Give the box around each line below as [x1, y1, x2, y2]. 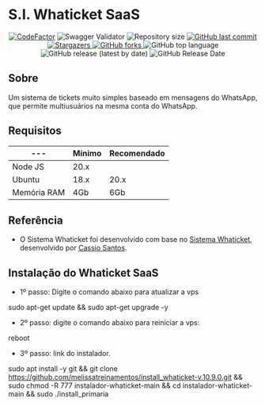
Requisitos [8, 124, 62, 138]
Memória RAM [12, 186, 66, 197]
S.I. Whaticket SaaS [8, 6, 141, 24]
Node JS [12, 161, 45, 172]
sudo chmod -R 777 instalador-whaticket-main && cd [8, 381, 181, 390]
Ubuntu [12, 174, 40, 185]
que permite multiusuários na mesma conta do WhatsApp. [8, 101, 198, 110]
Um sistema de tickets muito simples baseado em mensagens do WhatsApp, [8, 93, 258, 102]
